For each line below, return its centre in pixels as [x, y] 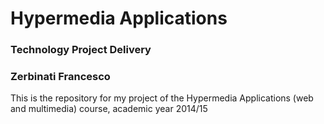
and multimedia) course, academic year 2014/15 [109, 109]
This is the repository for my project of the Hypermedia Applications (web [162, 98]
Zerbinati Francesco [60, 77]
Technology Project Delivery [81, 50]
